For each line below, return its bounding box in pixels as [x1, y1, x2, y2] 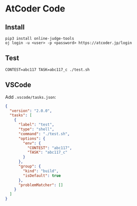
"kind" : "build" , [23, 168, 59, 174]
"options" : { [18, 136, 46, 141]
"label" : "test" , [18, 122, 55, 127]
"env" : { [23, 141, 41, 146]
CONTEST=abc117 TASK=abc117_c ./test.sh [5, 67, 90, 72]
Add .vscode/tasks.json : [5, 94, 56, 100]
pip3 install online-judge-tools [5, 36, 74, 41]
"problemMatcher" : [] [18, 183, 64, 188]
